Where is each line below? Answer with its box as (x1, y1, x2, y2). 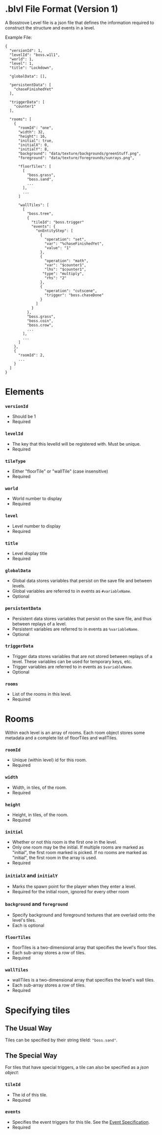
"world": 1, (9, 56, 34, 62)
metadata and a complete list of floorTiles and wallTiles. (5, 735, 118, 741)
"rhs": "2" (44, 276, 67, 280)
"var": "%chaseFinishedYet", (44, 241, 104, 246)
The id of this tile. (12, 1092, 47, 1098)
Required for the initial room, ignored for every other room (12, 888, 129, 894)
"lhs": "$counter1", (44, 267, 87, 272)
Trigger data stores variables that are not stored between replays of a (12, 653, 153, 659)
